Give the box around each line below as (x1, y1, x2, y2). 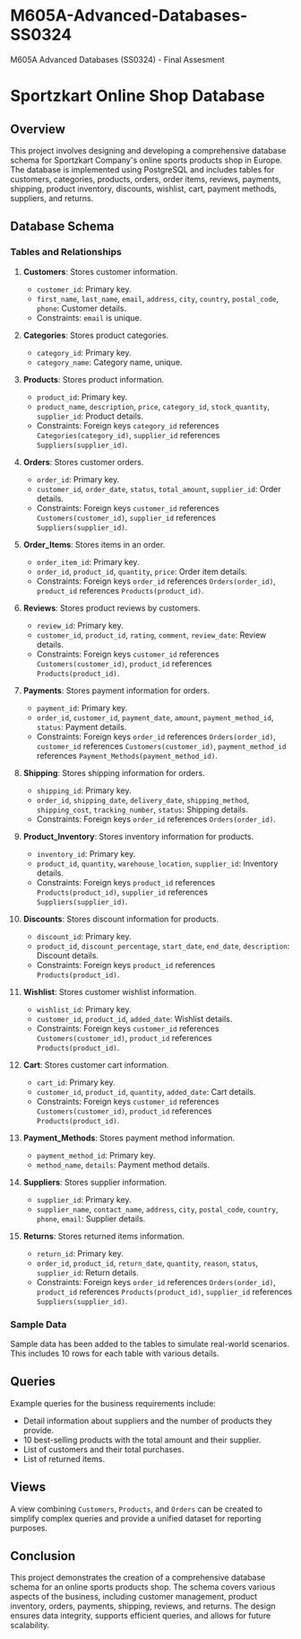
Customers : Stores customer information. (22, 266, 178, 277)
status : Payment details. (36, 721, 127, 732)
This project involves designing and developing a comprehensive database (10, 145, 287, 155)
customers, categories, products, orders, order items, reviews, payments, (10, 173, 281, 184)
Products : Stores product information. (22, 374, 165, 384)
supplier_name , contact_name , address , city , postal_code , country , (36, 1203, 279, 1214)
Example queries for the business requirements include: (10, 1397, 216, 1408)
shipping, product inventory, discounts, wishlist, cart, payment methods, (10, 183, 277, 194)
